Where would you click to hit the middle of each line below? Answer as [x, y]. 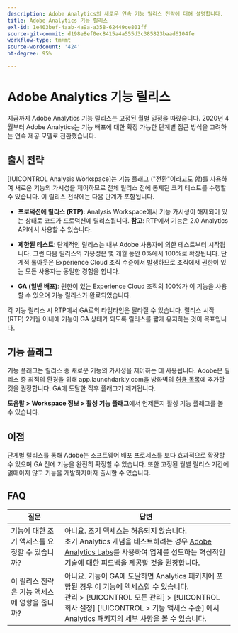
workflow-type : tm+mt [39, 40]
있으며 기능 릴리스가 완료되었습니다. [82, 295]
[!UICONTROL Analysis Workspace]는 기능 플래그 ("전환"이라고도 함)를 [108, 179]
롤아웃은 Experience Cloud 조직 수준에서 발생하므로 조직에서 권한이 [125, 262]
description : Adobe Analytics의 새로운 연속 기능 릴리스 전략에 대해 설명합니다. [115, 14]
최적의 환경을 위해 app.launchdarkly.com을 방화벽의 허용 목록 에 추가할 [126, 380]
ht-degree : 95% [30, 54]
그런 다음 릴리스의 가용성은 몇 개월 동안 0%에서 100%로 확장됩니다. [126, 253]
